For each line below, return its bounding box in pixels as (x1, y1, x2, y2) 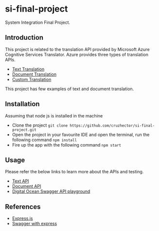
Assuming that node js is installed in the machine (5, 113, 103, 118)
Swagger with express (12, 221, 57, 227)
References (5, 202, 41, 211)
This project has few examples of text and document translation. (5, 86, 134, 92)
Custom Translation (12, 76, 52, 82)
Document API (12, 183, 41, 189)
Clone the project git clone (12, 122, 68, 128)
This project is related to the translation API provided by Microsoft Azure (5, 46, 150, 52)
